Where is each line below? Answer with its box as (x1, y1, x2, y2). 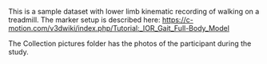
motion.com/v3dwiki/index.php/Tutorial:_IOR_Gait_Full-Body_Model (8, 24, 230, 32)
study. (8, 47, 30, 56)
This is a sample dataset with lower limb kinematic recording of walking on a (8, 7, 260, 16)
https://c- (161, 15, 193, 24)
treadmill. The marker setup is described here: (8, 15, 161, 24)
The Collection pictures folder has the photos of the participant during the (8, 39, 252, 48)
